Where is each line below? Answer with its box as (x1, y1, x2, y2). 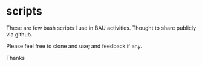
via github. (6, 30, 33, 38)
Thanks (6, 54, 25, 61)
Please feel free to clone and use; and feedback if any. (6, 42, 142, 50)
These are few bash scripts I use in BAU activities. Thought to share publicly (6, 24, 197, 31)
